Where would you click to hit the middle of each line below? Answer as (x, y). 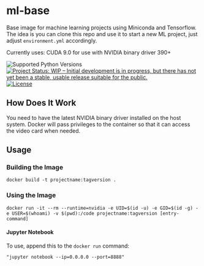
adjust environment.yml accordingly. (52, 40)
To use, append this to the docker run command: (68, 246)
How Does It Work (41, 103)
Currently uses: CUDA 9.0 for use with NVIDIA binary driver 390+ (89, 52)
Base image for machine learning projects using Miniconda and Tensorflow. (102, 28)
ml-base (28, 11)
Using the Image (31, 195)
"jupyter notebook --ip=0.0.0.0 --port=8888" (65, 257)
